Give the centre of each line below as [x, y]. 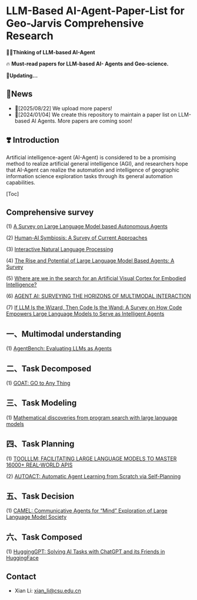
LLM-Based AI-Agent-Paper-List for [96, 11]
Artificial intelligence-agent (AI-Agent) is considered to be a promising [91, 157]
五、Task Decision [40, 496]
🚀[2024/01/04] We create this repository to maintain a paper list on [96, 114]
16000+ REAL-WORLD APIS [39, 465]
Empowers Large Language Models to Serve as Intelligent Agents [85, 314]
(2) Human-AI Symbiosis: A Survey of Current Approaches [77, 238]
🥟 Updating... [22, 76]
